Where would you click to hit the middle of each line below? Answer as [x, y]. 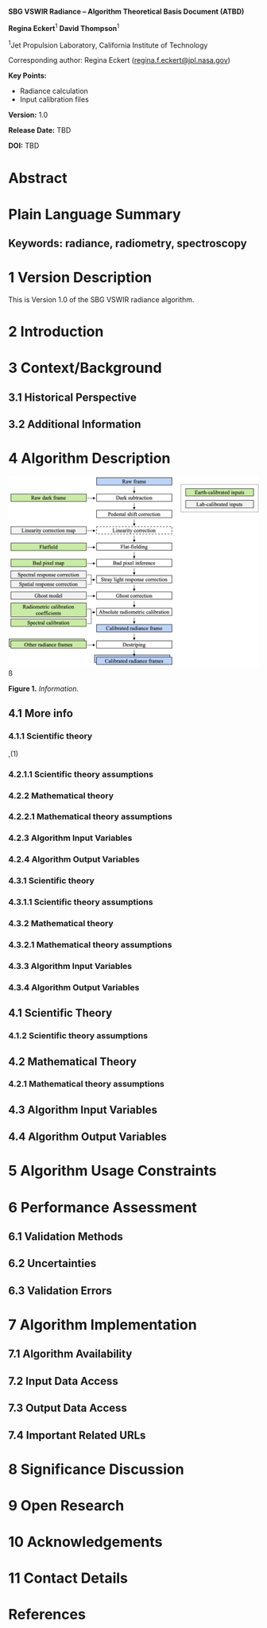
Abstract [38, 178]
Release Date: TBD [40, 130]
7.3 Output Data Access [68, 1408]
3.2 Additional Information [75, 424]
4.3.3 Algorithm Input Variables [70, 966]
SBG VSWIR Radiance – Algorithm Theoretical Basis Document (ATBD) [126, 12]
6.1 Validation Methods [66, 1237]
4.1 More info [41, 713]
